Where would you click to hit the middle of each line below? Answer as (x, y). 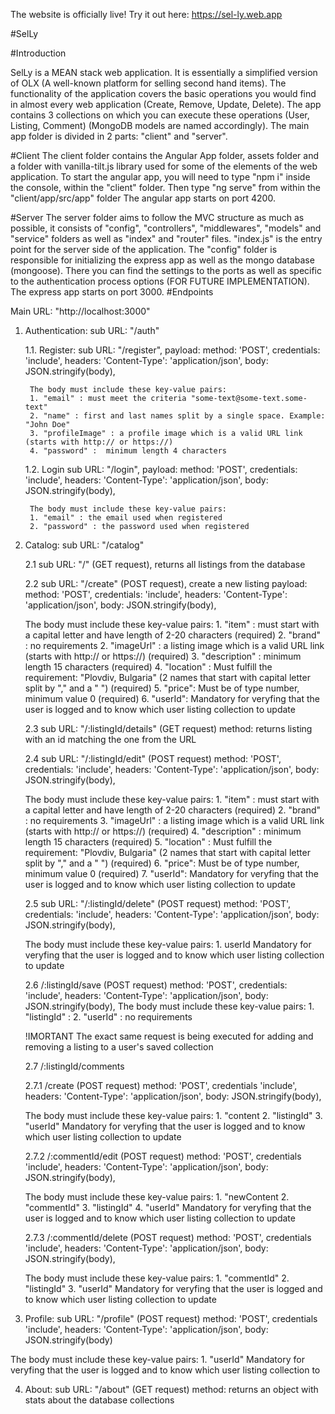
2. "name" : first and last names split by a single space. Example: (177, 416)
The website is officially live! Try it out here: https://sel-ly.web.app (146, 14)
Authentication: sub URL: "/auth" (92, 330)
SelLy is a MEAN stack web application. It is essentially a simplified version (164, 72)
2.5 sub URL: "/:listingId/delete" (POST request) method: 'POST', (157, 903)
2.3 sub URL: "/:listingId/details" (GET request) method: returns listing (168, 728)
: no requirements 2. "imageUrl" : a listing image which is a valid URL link (174, 645)
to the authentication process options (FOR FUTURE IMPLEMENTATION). (160, 281)
